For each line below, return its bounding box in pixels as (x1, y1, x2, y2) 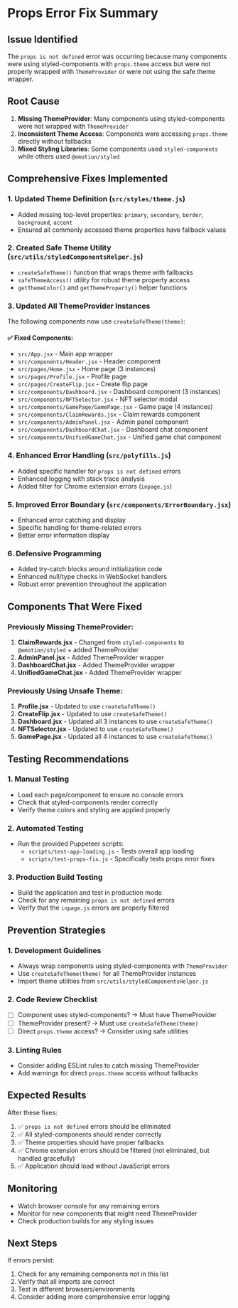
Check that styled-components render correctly (17, 798, 158, 807)
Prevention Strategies (7, 924, 107, 936)
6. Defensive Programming (7, 548, 102, 558)
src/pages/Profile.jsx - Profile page (17, 372, 127, 381)
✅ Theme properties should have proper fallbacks (17, 1138, 165, 1147)
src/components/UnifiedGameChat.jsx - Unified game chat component (17, 432, 222, 442)
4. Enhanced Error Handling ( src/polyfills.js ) (7, 450, 172, 460)
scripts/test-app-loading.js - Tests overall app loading (28, 847, 194, 856)
